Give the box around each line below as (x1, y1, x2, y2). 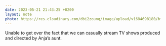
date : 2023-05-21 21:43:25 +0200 (5, 7, 74, 12)
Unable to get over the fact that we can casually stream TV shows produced (5, 30, 161, 36)
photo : (5, 16, 19, 21)
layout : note (5, 12, 32, 17)
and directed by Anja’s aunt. (5, 35, 62, 41)
